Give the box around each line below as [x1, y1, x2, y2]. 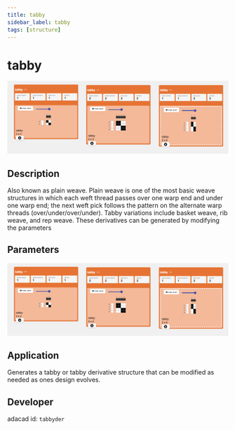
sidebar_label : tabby [7, 18, 71, 26]
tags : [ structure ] [7, 26, 61, 33]
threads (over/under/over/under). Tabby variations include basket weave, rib [7, 208, 228, 217]
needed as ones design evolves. [7, 376, 101, 384]
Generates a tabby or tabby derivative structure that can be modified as [7, 368, 215, 377]
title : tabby [7, 11, 46, 18]
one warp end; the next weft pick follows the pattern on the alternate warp [7, 201, 222, 209]
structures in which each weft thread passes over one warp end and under [7, 193, 223, 202]
